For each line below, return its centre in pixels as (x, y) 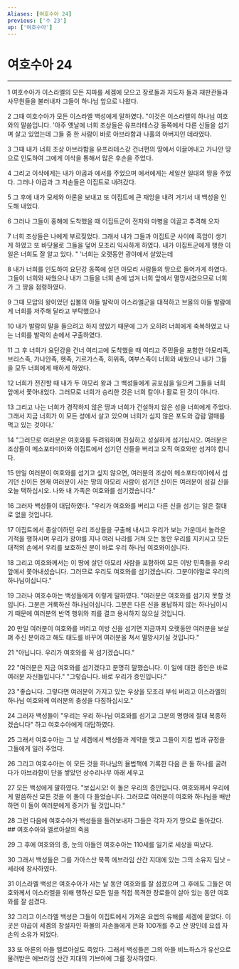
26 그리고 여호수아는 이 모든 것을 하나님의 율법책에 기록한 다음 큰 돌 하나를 (111, 764)
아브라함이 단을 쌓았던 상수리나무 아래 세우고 (82, 773)
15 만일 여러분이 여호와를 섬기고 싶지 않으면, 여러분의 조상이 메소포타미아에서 (114, 473)
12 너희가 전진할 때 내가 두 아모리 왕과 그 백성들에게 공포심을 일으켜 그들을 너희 (117, 383)
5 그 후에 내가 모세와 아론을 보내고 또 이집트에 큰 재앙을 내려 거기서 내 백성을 (113, 197)
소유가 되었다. (39, 934)
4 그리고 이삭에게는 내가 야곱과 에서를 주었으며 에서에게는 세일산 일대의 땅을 (113, 173)
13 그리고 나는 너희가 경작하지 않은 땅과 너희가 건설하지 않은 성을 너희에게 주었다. (119, 407)
